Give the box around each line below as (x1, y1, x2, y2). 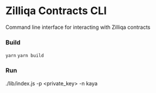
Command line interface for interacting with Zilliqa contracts (5, 24, 151, 31)
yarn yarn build (5, 53, 45, 59)
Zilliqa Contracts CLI (5, 4, 107, 18)
